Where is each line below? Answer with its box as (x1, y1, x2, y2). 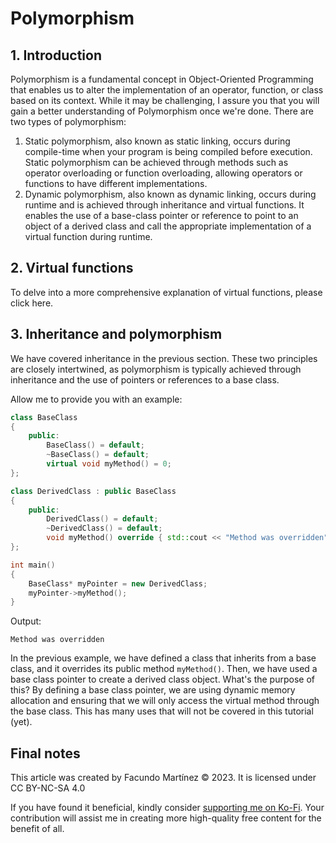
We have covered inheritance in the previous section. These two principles (10, 352, 318, 364)
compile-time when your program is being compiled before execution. (24, 146, 313, 157)
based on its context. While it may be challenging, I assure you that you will (10, 95, 320, 106)
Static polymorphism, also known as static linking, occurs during (24, 135, 291, 147)
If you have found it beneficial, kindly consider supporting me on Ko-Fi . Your (10, 802, 325, 814)
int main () (10, 560, 56, 570)
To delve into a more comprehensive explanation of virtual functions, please (10, 286, 323, 298)
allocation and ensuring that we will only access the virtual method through (10, 695, 320, 707)
